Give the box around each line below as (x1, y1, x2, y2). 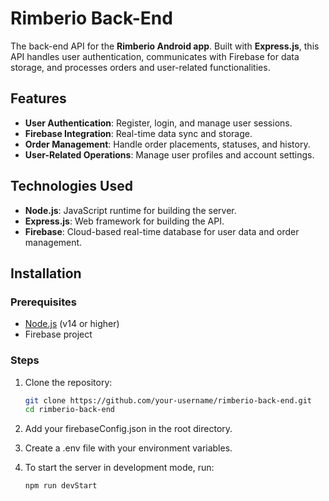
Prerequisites (10, 295, 77, 309)
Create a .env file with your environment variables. (24, 442, 233, 454)
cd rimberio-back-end (24, 405, 115, 415)
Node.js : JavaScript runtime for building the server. (24, 204, 237, 216)
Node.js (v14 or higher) (24, 318, 120, 330)
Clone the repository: (24, 376, 113, 388)
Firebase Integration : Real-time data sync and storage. (24, 127, 253, 139)
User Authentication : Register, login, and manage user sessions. (24, 117, 293, 129)
